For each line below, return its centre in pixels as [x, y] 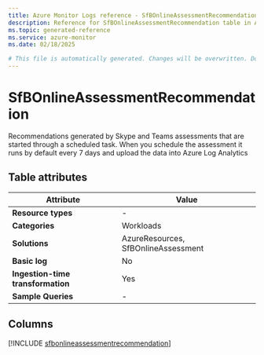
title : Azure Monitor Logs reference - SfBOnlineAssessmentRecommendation [133, 15]
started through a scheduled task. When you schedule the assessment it [125, 144]
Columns [31, 324]
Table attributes [48, 177]
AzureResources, [153, 238]
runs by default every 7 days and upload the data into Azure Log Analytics [128, 152]
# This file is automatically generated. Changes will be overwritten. [128, 59]
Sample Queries [42, 296]
